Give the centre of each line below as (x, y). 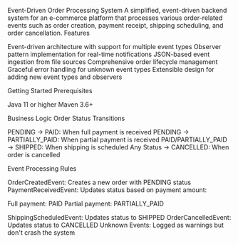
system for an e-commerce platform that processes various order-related (115, 18)
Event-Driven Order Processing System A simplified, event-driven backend (117, 10)
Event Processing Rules (42, 169)
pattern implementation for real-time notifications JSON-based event (109, 54)
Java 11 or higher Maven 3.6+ (51, 105)
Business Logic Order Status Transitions (66, 118)
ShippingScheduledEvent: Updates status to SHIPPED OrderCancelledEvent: (119, 217)
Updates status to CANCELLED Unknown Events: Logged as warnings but (116, 225)
